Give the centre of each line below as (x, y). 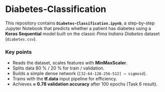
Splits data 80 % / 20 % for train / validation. (58, 68)
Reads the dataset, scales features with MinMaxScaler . (70, 63)
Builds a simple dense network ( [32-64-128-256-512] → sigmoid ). (79, 73)
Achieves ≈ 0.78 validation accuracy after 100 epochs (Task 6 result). (85, 84)
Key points (19, 52)
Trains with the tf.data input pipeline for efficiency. (65, 79)
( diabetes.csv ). (21, 39)
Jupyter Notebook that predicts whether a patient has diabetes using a (78, 28)
